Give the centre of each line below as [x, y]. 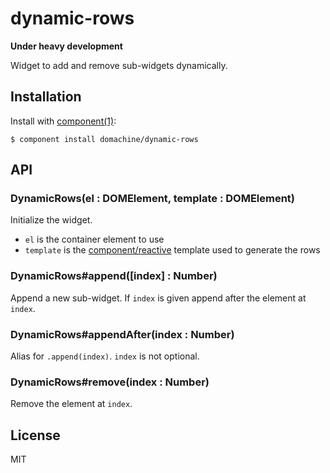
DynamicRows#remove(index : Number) [110, 382]
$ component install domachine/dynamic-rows [104, 139]
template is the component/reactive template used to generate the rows [172, 250]
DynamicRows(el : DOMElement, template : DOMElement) [153, 199]
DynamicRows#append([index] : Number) [114, 276]
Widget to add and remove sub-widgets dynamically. [119, 65]
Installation [46, 97]
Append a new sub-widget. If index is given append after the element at [158, 298]
